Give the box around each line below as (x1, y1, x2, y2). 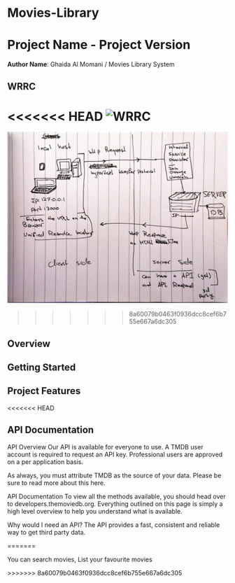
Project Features (7, 385, 81, 397)
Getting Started (7, 362, 76, 374)
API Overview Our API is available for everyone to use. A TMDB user (7, 442, 204, 451)
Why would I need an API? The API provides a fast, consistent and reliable (7, 520, 220, 529)
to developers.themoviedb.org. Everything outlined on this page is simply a (7, 499, 223, 508)
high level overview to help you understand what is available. (7, 507, 183, 515)
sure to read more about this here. (7, 478, 106, 487)
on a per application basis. (7, 457, 84, 466)
